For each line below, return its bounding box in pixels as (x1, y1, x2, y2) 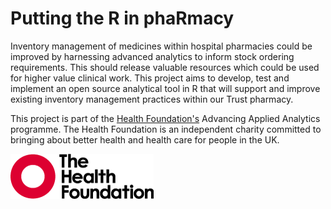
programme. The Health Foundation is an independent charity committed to (10, 123, 322, 135)
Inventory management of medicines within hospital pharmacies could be (10, 40, 313, 52)
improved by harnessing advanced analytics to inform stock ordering (10, 50, 295, 62)
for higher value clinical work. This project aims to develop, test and (10, 72, 290, 84)
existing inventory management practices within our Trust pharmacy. (10, 93, 294, 105)
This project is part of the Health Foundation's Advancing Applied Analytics (10, 112, 321, 124)
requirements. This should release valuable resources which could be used (10, 61, 320, 73)
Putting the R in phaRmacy (10, 7, 235, 30)
